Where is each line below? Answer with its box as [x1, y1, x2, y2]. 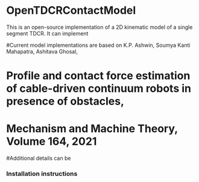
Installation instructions [6, 169, 78, 178]
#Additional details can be [6, 154, 71, 162]
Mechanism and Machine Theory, [6, 122, 178, 136]
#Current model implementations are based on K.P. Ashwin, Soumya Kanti [6, 41, 191, 49]
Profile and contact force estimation [6, 69, 191, 83]
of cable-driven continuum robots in [6, 82, 192, 96]
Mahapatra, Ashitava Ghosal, [6, 47, 78, 55]
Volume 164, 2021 [6, 135, 97, 148]
